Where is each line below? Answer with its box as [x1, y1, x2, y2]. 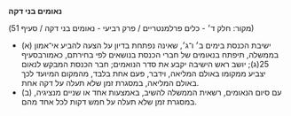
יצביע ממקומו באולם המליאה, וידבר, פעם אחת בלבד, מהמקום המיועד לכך [20, 68, 267, 79]
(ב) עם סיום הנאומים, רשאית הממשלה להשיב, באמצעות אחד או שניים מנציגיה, [20, 87, 282, 97]
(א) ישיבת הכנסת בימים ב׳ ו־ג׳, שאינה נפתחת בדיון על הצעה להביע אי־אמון [20, 40, 271, 50]
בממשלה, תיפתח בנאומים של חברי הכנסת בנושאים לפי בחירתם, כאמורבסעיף [20, 50, 279, 59]
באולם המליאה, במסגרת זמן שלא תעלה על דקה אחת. [20, 78, 200, 88]
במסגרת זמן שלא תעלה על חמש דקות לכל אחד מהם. [20, 97, 197, 107]
